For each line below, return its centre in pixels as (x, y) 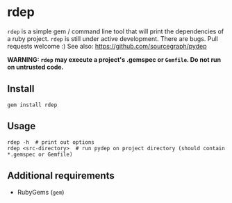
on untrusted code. (35, 67)
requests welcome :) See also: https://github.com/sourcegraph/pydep (107, 46)
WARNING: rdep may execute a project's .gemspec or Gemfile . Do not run (114, 59)
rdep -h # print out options (51, 142)
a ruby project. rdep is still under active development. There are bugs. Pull (113, 38)
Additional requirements (61, 176)
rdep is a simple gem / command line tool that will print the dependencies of (116, 31)
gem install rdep (32, 105)
